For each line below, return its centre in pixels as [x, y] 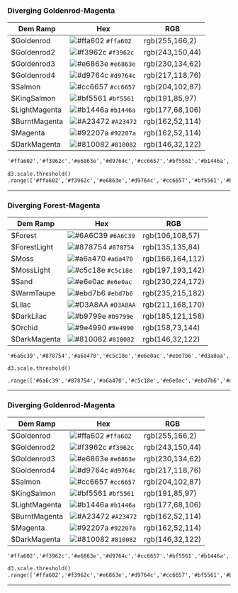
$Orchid [24, 328]
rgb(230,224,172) [174, 282]
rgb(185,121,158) [174, 316]
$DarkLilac [29, 316]
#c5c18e [120, 271]
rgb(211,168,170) [174, 305]
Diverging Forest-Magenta [54, 205]
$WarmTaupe [33, 293]
